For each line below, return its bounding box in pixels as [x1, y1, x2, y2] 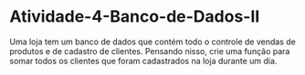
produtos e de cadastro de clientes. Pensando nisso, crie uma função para [9, 45, 290, 56]
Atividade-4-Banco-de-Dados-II [9, 6, 260, 27]
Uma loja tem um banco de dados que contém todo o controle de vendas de [9, 36, 297, 47]
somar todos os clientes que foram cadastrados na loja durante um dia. [9, 55, 278, 66]
